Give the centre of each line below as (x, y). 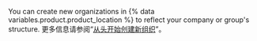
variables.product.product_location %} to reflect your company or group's (129, 20)
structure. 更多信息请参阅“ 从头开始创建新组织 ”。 (87, 29)
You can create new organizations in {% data (81, 11)
